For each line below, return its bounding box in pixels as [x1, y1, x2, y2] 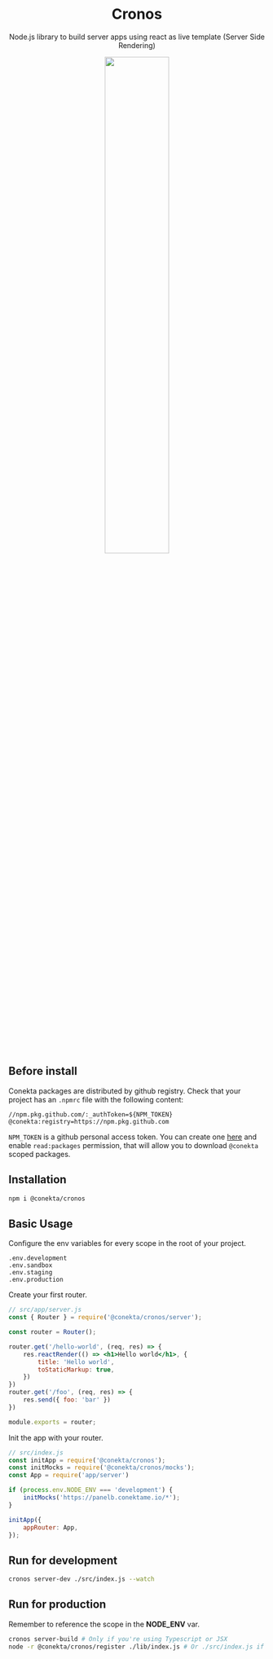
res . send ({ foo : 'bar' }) [23, 1396, 112, 1404]
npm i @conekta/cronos [8, 1195, 86, 1203]
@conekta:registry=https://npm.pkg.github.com [8, 1117, 170, 1125]
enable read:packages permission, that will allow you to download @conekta [8, 1140, 259, 1150]
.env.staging [8, 1269, 53, 1277]
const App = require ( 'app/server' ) [8, 1472, 130, 1480]
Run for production [8, 1598, 107, 1612]
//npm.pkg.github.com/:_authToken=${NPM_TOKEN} [8, 1110, 174, 1119]
